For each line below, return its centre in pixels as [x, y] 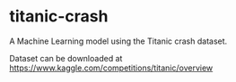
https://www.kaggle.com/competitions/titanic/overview [111, 68]
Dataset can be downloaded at [66, 58]
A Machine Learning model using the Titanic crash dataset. [118, 41]
